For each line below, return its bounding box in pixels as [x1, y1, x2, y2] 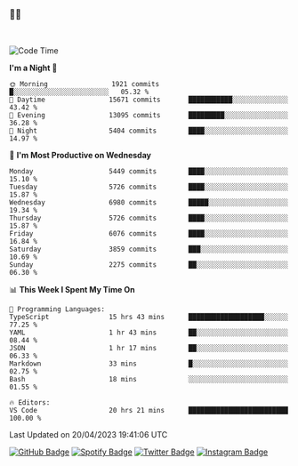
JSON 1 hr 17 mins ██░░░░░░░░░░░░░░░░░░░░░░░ [9, 344, 289, 353]
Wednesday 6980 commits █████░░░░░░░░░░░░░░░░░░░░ [9, 198, 289, 207]
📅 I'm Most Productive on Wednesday [9, 150, 151, 161]
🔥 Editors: [9, 398, 51, 407]
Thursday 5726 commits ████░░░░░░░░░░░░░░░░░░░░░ [9, 213, 289, 223]
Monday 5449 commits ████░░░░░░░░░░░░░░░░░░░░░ [9, 167, 289, 176]
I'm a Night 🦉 [9, 62, 58, 74]
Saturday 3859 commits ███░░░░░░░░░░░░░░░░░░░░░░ [9, 245, 289, 254]
